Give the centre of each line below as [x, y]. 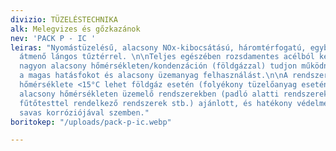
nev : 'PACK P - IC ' [53, 38]
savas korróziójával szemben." [84, 112]
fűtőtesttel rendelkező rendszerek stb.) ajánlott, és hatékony [156, 103]
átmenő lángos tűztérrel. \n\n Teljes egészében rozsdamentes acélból [167, 57]
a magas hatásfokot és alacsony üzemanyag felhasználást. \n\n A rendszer [174, 76]
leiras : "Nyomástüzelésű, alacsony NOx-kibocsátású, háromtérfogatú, [158, 47]
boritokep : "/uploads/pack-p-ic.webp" [91, 122]
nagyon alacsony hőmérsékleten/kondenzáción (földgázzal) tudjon [158, 66]
